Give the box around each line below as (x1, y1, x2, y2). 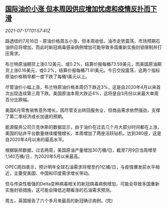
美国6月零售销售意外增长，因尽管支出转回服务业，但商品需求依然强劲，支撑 (5, 107, 161, 113)
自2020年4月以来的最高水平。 (5, 136, 67, 142)
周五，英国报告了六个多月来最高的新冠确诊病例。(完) (5, 198, 113, 204)
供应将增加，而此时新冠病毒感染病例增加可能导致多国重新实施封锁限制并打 (9, 44, 162, 50)
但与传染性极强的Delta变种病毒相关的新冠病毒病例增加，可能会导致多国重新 (5, 181, 160, 187)
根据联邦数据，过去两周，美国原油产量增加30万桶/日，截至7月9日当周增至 (5, 147, 157, 153)
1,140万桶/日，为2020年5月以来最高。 (5, 153, 83, 159)
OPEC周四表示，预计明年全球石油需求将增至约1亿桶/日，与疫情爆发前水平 (5, 164, 156, 170)
